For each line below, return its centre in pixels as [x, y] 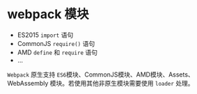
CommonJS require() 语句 [56, 43]
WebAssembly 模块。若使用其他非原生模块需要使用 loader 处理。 [101, 83]
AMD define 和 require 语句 [57, 52]
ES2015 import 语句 [45, 35]
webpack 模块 [48, 14]
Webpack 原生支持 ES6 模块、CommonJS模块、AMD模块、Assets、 [101, 75]
